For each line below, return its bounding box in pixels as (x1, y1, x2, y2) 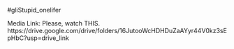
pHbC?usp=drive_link (7, 34, 70, 42)
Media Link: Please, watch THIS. (7, 19, 101, 27)
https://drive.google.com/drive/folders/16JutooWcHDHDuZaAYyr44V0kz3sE (7, 27, 227, 35)
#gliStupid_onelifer (7, 6, 61, 14)
